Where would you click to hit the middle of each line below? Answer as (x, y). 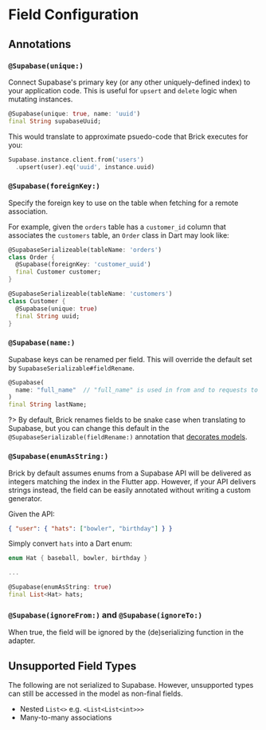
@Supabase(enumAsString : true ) (60, 587)
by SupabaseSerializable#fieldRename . (72, 368)
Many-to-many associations (66, 717)
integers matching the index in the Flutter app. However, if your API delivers (132, 481)
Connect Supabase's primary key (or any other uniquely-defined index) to (129, 82)
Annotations (40, 44)
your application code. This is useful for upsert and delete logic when (123, 90)
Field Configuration (74, 15)
